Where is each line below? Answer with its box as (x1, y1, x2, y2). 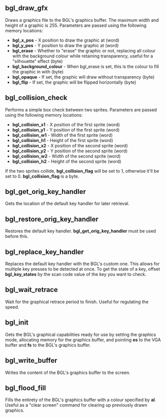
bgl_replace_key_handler (5, 247, 84, 256)
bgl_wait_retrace (5, 285, 58, 294)
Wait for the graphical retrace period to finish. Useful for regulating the (5, 299, 149, 305)
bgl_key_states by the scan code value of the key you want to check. (5, 272, 147, 278)
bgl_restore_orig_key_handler (5, 215, 99, 223)
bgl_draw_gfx (5, 4, 48, 12)
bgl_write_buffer (5, 356, 58, 365)
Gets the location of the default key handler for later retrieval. (5, 200, 129, 207)
